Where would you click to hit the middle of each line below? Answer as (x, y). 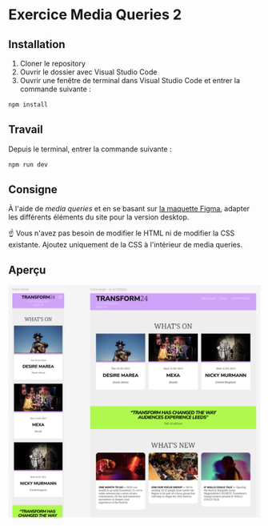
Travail (26, 130)
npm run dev (28, 165)
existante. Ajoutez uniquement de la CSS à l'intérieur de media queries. (125, 245)
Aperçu (27, 270)
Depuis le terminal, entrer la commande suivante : (90, 149)
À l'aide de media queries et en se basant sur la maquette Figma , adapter (129, 209)
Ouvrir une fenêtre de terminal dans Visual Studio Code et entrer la (130, 80)
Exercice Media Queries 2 (95, 15)
